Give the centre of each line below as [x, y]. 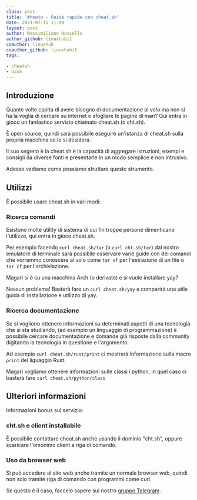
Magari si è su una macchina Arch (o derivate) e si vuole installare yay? [92, 278]
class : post [21, 11]
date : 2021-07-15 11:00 [35, 22]
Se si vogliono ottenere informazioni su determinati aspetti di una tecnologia [98, 323]
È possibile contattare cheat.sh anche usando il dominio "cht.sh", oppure [94, 438]
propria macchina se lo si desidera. [49, 140]
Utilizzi [19, 187]
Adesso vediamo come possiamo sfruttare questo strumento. [80, 169]
